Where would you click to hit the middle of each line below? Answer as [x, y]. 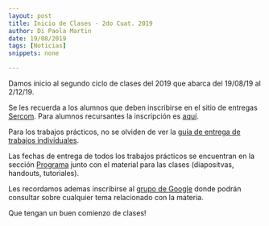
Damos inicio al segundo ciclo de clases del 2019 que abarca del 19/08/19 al [135, 83]
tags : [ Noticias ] [37, 46]
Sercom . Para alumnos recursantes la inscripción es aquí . [103, 116]
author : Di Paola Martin [50, 31]
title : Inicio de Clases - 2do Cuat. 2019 [81, 23]
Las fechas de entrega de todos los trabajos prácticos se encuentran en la [132, 156]
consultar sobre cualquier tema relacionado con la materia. [106, 197]
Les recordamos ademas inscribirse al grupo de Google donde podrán [125, 189]
